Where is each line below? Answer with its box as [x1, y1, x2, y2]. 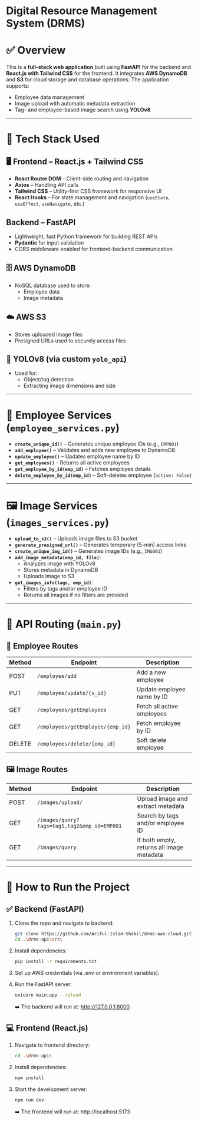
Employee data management [14, 94, 84, 101]
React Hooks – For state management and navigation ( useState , [14, 194, 170, 201]
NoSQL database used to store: [14, 282, 91, 289]
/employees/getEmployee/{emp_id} [37, 724, 131, 730]
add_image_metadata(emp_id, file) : [14, 554, 101, 561]
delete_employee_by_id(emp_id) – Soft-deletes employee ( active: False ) [14, 472, 192, 479]
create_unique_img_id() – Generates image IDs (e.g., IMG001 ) [14, 548, 163, 555]
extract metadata [137, 802, 184, 810]
